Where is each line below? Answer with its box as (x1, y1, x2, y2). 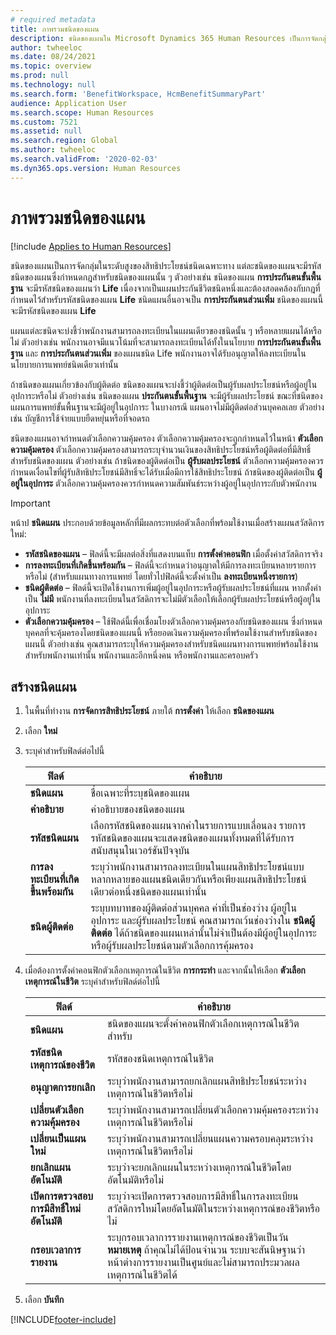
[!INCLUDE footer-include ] (10, 1314, 117, 1326)
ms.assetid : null (10, 126, 83, 136)
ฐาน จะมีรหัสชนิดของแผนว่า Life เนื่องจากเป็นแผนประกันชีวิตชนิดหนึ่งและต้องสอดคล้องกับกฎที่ (10, 282, 321, 294)
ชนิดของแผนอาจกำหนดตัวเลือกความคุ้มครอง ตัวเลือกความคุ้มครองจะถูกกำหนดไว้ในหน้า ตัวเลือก (10, 432, 323, 444)
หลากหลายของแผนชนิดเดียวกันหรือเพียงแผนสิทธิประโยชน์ (90, 872, 307, 886)
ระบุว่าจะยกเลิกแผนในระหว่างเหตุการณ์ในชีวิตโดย (106, 1161, 292, 1175)
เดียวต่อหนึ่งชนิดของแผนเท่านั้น (90, 885, 207, 899)
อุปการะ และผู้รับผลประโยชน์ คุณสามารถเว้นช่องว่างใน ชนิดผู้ (90, 914, 316, 928)
